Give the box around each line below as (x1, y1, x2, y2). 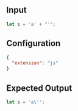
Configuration (6, 38, 61, 48)
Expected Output (6, 83, 73, 93)
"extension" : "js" (12, 60, 59, 66)
